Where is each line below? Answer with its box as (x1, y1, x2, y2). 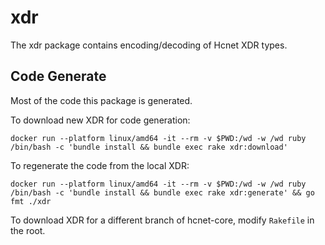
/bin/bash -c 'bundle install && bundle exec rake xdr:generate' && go (10, 187, 315, 198)
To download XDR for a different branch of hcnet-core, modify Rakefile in (10, 214, 315, 226)
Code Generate (10, 68, 107, 85)
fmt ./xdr (10, 196, 52, 206)
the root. (10, 224, 46, 236)
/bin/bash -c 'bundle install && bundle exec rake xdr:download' (10, 142, 288, 152)
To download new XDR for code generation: (10, 114, 191, 126)
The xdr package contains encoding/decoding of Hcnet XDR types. (10, 39, 288, 51)
